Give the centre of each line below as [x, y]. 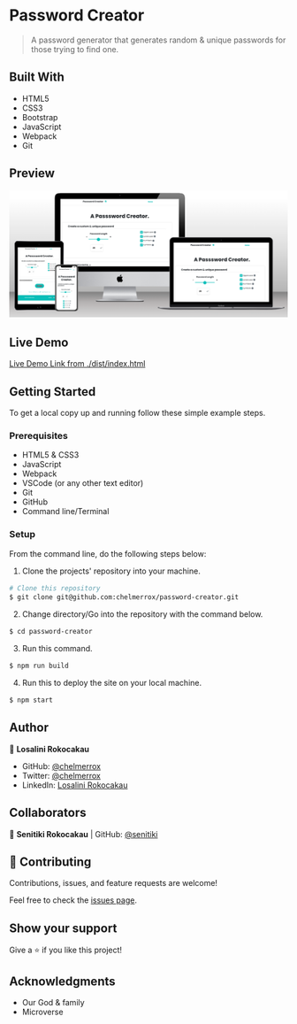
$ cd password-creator [51, 632]
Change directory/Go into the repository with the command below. [142, 614]
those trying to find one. [75, 49]
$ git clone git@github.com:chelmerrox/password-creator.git [124, 597]
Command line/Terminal [65, 512]
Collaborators [48, 813]
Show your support [63, 928]
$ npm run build [39, 666]
